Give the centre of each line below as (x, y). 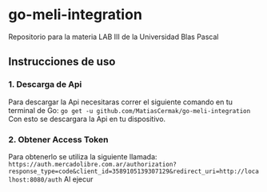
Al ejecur (78, 179)
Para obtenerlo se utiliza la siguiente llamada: (83, 156)
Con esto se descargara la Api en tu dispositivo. (87, 119)
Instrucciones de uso (62, 62)
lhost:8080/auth (35, 180)
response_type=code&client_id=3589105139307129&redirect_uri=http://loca (134, 171)
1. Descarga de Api (45, 84)
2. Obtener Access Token (58, 139)
